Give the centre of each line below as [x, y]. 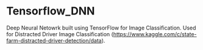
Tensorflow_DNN [51, 11]
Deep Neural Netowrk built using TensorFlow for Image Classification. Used [101, 28]
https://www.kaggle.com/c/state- [155, 34]
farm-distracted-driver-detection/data [54, 40]
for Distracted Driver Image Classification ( [60, 34]
